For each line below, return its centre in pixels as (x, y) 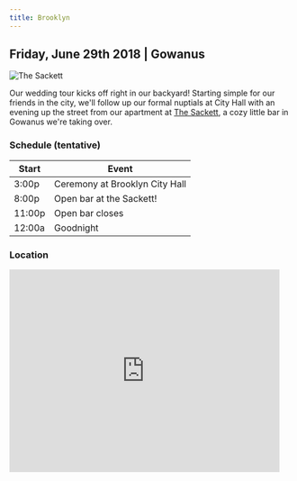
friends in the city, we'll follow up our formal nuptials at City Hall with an (142, 103)
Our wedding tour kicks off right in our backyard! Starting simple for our (142, 93)
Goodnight (76, 228)
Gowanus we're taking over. (61, 122)
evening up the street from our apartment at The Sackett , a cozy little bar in (149, 113)
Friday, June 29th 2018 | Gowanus (107, 54)
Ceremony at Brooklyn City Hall (120, 184)
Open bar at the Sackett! (105, 198)
